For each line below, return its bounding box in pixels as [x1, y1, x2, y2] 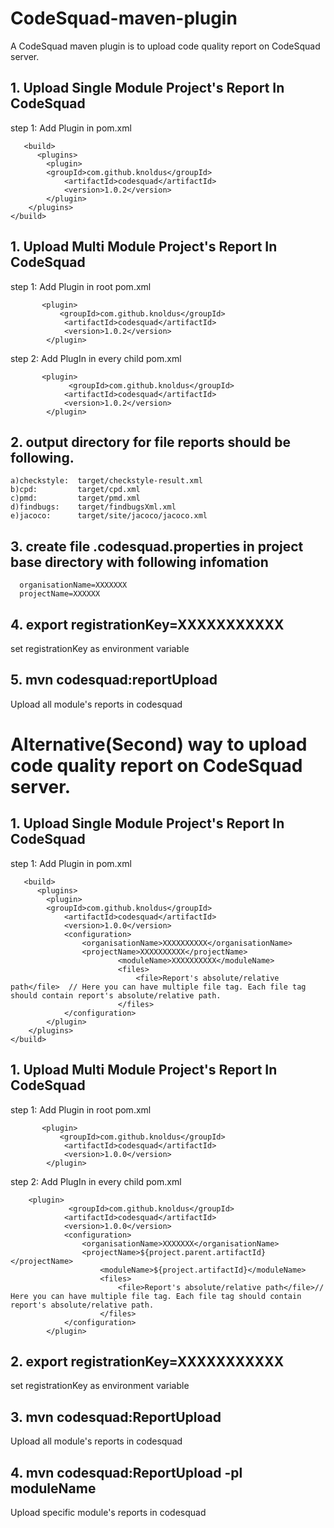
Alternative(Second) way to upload [10, 733, 308, 756]
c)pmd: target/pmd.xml [10, 493, 141, 504]
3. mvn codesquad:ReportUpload [10, 1408, 222, 1426]
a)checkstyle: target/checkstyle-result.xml [10, 476, 203, 486]
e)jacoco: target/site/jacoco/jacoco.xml [10, 511, 208, 521]
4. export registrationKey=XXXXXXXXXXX [10, 616, 285, 633]
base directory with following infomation [10, 553, 269, 571]
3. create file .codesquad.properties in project [10, 538, 304, 555]
